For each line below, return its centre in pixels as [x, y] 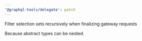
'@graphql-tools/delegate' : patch [40, 10]
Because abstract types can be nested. [44, 33]
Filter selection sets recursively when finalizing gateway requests [71, 24]
